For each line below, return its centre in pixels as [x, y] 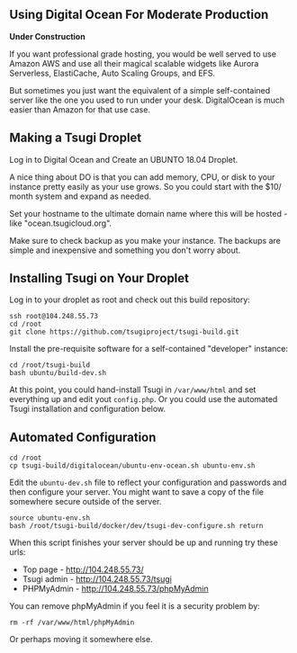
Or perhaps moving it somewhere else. [81, 640]
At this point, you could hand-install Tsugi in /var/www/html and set [133, 389]
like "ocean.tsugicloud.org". [61, 223]
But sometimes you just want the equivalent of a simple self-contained [140, 90]
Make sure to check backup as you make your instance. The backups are [145, 240]
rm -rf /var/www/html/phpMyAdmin [72, 623]
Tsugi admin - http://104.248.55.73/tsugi [97, 579]
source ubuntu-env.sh [50, 518]
